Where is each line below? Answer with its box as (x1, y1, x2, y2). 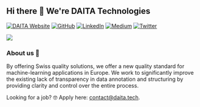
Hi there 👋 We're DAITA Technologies (6, 6, 151, 16)
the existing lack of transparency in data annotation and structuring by (6, 75, 183, 83)
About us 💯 (6, 49, 40, 57)
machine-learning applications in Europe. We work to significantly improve (6, 69, 194, 77)
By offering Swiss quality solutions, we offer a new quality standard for (6, 63, 185, 70)
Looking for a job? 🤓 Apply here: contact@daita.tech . (6, 94, 141, 101)
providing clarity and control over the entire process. (6, 82, 139, 89)
